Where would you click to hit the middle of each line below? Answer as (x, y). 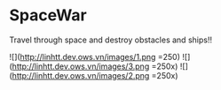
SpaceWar (48, 15)
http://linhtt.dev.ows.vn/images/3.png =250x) (95, 66)
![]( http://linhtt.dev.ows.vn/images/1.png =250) (95, 56)
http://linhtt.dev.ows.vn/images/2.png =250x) (95, 75)
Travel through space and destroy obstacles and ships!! (111, 40)
